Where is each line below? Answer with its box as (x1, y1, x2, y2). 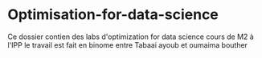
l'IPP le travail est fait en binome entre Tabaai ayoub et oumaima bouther (7, 40, 248, 49)
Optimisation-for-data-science (7, 6, 219, 24)
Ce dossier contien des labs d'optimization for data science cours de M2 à (7, 32, 254, 41)
